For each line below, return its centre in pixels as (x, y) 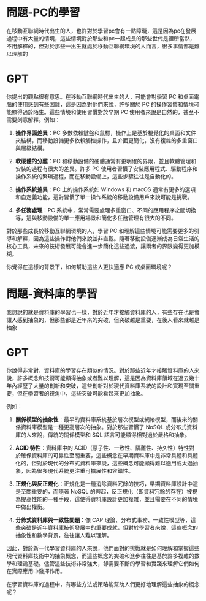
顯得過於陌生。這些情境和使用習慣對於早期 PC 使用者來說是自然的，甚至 (103, 112)
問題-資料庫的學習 (52, 294)
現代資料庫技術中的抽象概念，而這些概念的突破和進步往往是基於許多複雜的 (100, 556)
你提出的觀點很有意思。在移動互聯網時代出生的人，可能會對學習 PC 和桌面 (100, 96)
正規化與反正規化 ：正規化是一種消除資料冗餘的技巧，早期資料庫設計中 (104, 484)
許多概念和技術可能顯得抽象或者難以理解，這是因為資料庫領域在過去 (103, 378)
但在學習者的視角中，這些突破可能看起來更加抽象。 (81, 393)
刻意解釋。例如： (38, 120)
